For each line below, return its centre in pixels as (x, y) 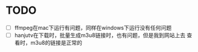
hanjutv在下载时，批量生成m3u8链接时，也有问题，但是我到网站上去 (100, 35)
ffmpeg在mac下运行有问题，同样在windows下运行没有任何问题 (93, 27)
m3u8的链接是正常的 (56, 43)
